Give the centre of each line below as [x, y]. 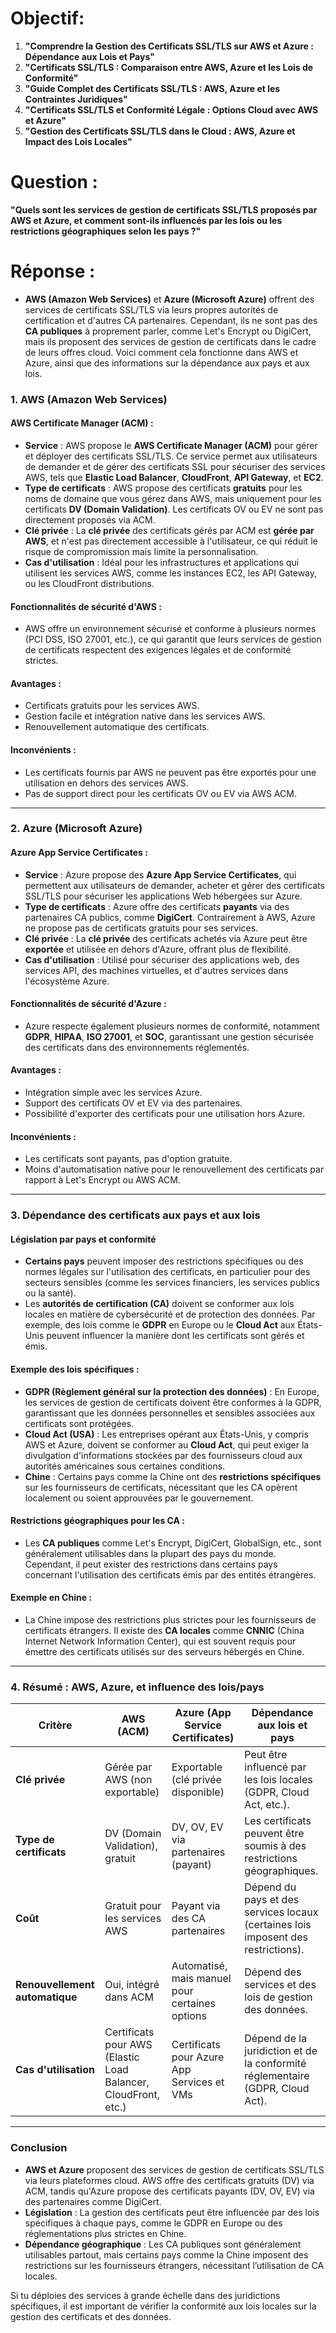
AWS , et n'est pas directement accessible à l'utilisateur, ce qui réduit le [171, 541]
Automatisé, [199, 1966]
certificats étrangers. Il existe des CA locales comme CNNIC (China [164, 1631]
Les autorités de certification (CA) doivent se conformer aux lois [159, 1304]
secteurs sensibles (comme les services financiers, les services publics [172, 1283]
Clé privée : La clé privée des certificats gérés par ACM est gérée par [169, 530]
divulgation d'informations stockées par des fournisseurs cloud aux [163, 1455]
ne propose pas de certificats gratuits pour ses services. [141, 928]
